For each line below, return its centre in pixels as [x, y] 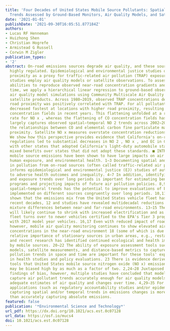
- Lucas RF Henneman [27, 33]
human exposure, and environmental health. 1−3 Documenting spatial [83, 160]
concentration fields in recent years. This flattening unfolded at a [86, 114]
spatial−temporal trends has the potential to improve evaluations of [86, 189]
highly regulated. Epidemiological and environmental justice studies [86, 71]
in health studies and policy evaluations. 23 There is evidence [80, 259]
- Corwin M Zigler [25, 52]
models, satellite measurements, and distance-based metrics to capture [88, 250]
